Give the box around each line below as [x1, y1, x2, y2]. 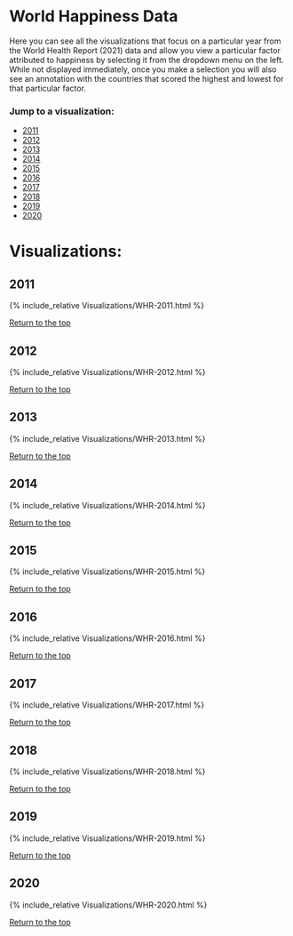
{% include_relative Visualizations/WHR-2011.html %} [9, 300, 204, 311]
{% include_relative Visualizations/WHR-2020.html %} [9, 900, 208, 910]
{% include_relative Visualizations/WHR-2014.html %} [9, 500, 206, 510]
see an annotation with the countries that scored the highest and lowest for [9, 73, 284, 84]
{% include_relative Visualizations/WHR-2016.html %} [9, 633, 206, 644]
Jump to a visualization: [9, 105, 115, 117]
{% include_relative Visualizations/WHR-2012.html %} [9, 367, 206, 378]
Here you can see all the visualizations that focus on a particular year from [9, 36, 281, 46]
